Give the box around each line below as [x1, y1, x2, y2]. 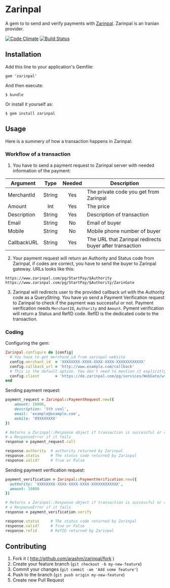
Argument [11, 179, 36, 187]
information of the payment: [12, 167, 71, 173]
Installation [5, 50, 41, 59]
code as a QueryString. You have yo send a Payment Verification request [12, 294, 165, 300]
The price [87, 203, 110, 210]
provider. [5, 25, 24, 31]
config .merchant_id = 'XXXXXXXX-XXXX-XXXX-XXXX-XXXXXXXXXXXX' [10, 359, 146, 364]
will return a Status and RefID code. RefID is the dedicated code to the [12, 310, 159, 316]
